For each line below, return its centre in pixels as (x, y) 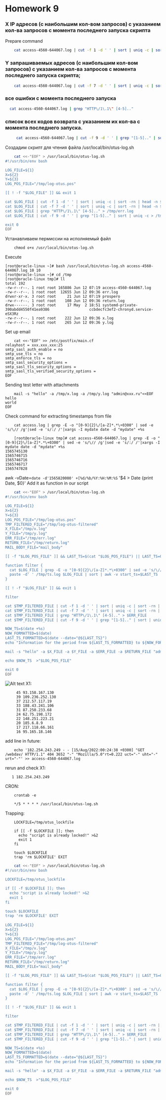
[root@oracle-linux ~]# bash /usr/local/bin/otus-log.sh (65, 266)
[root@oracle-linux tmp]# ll (35, 279)
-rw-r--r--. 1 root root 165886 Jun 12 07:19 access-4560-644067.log (78, 288)
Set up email (18, 332)
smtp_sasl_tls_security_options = (41, 367)
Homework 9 (32, 9)
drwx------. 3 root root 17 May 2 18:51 (53, 305)
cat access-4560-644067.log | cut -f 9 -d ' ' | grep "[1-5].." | (86, 138)
